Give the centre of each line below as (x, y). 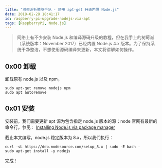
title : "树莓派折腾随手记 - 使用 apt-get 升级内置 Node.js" (62, 9)
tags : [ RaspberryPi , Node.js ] (36, 23)
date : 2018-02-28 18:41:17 (32, 14)
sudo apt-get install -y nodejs (38, 151)
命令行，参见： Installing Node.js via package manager (60, 127)
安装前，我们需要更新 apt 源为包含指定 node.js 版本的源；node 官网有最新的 (81, 121)
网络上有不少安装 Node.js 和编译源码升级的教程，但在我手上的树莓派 (86, 37)
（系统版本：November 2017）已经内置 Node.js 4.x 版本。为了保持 (84, 44)
